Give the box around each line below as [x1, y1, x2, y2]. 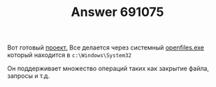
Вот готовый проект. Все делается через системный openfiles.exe [7, 43, 205, 52]
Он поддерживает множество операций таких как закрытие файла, [7, 64, 210, 73]
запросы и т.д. [7, 72, 50, 80]
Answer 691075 [71, 4, 164, 20]
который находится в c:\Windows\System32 [7, 51, 131, 59]
